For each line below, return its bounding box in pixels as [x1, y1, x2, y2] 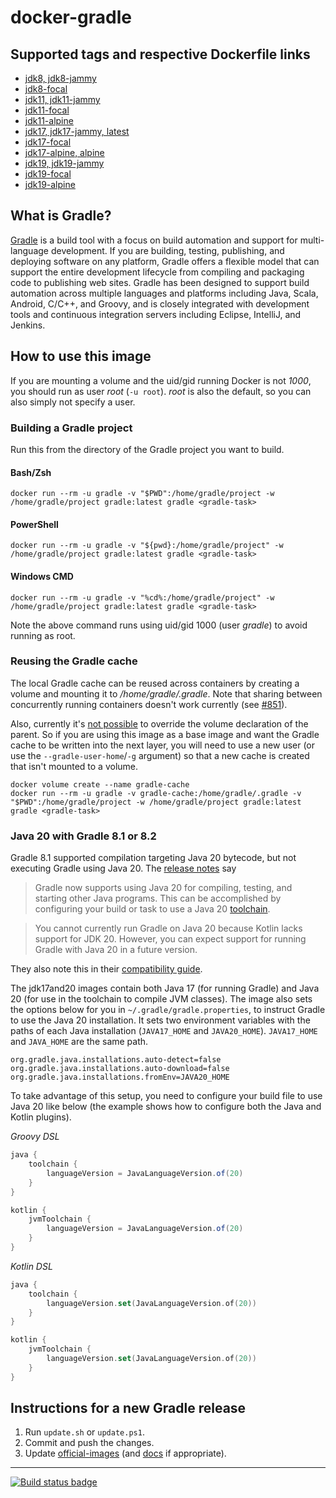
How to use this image [10, 348, 152, 365]
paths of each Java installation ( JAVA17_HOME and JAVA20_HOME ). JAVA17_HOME [10, 1025, 318, 1037]
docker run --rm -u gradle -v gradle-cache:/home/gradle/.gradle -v [10, 788, 302, 798]
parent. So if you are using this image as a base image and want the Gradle [10, 728, 320, 740]
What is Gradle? [10, 207, 112, 225]
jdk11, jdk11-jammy [24, 94, 101, 105]
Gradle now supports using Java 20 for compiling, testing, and [34, 882, 293, 894]
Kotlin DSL [10, 1260, 53, 1272]
